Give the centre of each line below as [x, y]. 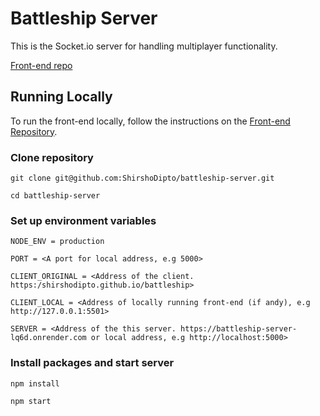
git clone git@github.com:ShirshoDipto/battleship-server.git [142, 178]
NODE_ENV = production [57, 242]
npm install [35, 383]
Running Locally [61, 97]
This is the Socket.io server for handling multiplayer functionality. [144, 46]
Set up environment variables [83, 220]
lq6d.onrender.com [48, 338]
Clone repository [52, 157]
